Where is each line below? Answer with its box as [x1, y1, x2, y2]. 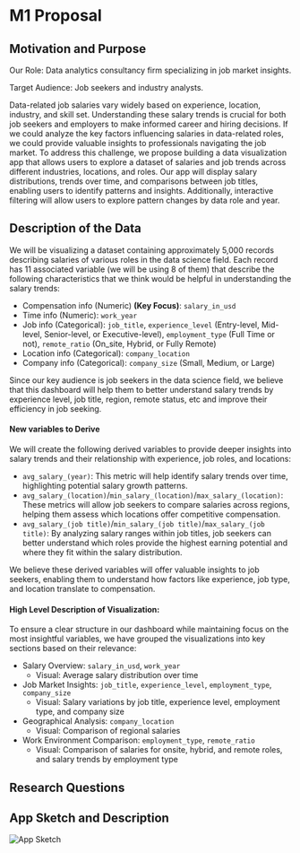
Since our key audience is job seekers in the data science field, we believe [9, 374, 284, 386]
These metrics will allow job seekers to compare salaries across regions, [21, 500, 290, 510]
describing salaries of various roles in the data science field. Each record [9, 254, 279, 265]
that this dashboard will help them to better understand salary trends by [9, 384, 274, 395]
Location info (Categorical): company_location [21, 347, 191, 359]
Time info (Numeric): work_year [21, 309, 137, 320]
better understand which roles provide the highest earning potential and [21, 537, 288, 548]
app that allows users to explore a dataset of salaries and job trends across [9, 157, 287, 167]
